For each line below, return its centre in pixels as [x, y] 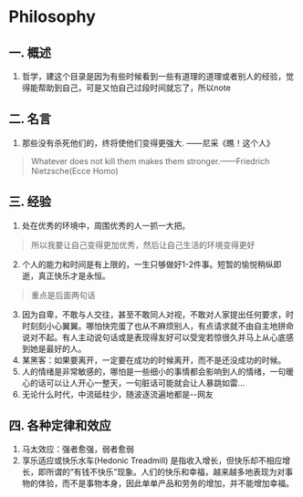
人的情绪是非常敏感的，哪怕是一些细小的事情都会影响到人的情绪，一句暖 [157, 371]
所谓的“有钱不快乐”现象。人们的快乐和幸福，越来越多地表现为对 [166, 472]
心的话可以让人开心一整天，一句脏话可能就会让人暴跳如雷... [133, 383]
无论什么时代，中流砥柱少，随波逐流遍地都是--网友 [117, 394]
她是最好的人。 [58, 348]
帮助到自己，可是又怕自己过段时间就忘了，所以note [135, 88]
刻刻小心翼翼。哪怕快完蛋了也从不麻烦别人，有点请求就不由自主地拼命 [162, 326]
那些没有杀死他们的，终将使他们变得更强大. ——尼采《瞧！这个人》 [148, 142]
